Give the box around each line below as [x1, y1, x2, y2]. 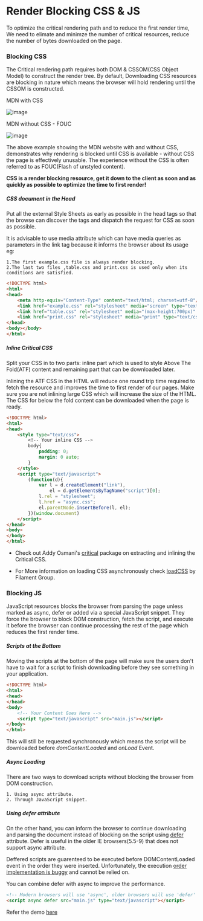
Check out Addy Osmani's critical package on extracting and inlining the [14, 549, 195, 557]
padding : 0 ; [38, 448, 69, 454]
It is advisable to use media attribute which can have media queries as [6, 234, 181, 242]
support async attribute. [6, 844, 66, 852]
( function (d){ [28, 476, 63, 483]
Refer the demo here [6, 908, 58, 916]
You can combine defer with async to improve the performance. [6, 881, 166, 888]
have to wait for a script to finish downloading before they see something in [6, 664, 195, 671]
